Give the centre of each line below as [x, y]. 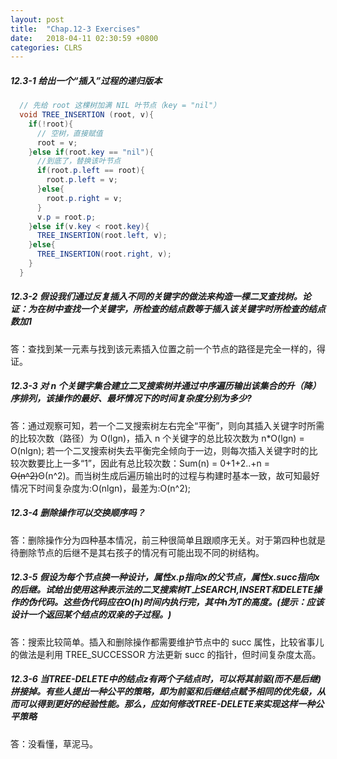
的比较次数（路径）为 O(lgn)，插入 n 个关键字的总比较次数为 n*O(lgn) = [157, 438]
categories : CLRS [46, 47]
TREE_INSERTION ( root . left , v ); [102, 236]
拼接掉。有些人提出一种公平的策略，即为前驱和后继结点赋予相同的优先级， [163, 692]
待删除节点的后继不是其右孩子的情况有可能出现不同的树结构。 [137, 552]
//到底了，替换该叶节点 [79, 161]
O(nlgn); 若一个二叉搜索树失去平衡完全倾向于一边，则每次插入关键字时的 [160, 450]
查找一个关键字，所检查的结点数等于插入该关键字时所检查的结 [189, 309]
